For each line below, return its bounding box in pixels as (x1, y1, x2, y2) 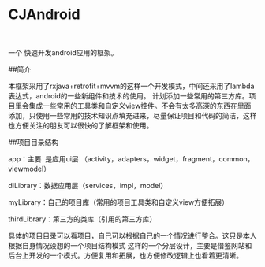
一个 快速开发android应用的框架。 (8, 47, 118, 57)
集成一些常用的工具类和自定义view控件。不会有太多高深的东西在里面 (28, 101, 252, 110)
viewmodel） (8, 164, 51, 173)
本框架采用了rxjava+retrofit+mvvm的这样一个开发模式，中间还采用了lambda (8, 81, 255, 91)
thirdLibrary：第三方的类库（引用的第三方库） (8, 214, 157, 224)
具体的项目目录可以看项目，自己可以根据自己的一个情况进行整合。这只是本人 (8, 231, 257, 240)
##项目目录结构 (8, 137, 59, 146)
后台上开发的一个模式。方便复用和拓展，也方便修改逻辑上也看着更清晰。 (8, 250, 243, 260)
